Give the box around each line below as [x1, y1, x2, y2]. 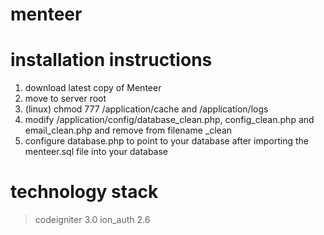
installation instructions [10, 49, 213, 72]
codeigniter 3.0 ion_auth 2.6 [34, 214, 151, 226]
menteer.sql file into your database [24, 146, 169, 158]
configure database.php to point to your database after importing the [24, 135, 309, 147]
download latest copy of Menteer [24, 82, 162, 94]
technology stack [10, 181, 159, 203]
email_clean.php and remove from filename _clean [24, 124, 233, 137]
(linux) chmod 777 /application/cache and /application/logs [24, 103, 269, 115]
